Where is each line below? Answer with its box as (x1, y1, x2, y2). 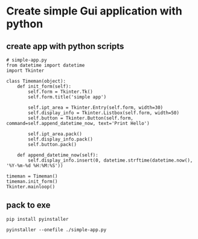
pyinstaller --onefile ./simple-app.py (6, 226, 107, 233)
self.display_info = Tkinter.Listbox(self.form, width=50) (28, 110, 180, 116)
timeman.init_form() (6, 179, 59, 185)
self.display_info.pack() (28, 136, 94, 142)
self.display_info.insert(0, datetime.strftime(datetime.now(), (28, 158, 193, 164)
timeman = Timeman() (6, 173, 59, 179)
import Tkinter (6, 68, 45, 74)
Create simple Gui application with (6, 4, 182, 18)
